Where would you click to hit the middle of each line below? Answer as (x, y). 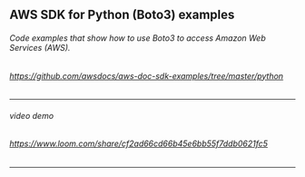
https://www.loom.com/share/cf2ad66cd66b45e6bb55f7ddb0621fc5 (139, 143)
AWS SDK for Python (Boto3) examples (122, 15)
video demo (32, 115)
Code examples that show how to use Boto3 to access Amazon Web (138, 38)
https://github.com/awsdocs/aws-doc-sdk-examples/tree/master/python (147, 75)
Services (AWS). (40, 47)
